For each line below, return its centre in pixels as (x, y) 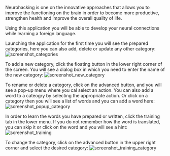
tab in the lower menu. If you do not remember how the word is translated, (83, 122)
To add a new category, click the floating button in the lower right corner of (84, 64)
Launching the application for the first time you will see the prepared (77, 43)
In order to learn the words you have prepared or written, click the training (83, 116)
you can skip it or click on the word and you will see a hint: (66, 127)
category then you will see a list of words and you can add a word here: (80, 101)
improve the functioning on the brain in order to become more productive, (82, 13)
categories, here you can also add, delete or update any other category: (80, 49)
